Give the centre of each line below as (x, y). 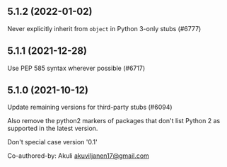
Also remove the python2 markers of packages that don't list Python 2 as (114, 121)
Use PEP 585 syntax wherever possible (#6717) (76, 68)
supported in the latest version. (53, 128)
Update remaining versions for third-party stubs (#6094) (90, 107)
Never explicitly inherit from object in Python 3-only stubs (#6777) (104, 28)
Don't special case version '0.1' (52, 142)
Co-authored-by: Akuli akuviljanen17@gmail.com (78, 156)
